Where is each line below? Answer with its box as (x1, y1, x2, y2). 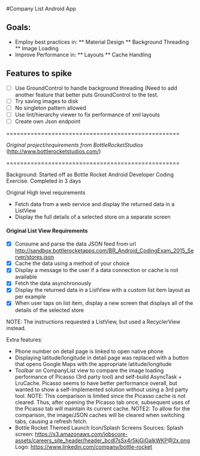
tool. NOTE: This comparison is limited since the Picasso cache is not (14, 392, 186, 399)
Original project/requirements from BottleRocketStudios (6, 141, 144, 149)
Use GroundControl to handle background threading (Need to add (14, 84, 178, 92)
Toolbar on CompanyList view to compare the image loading (14, 367, 164, 374)
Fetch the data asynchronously (14, 280, 92, 287)
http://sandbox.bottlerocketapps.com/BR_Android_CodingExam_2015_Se (14, 247, 194, 254)
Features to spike (6, 68, 72, 78)
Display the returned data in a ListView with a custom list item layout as (14, 286, 190, 294)
